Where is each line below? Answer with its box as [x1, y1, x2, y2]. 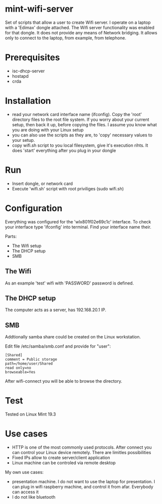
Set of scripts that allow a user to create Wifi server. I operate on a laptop [5, 19, 151, 25]
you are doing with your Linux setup [12, 127, 84, 133]
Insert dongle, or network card [12, 181, 73, 186]
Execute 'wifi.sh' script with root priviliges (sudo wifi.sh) [12, 185, 124, 191]
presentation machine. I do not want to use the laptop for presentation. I [12, 479, 156, 484]
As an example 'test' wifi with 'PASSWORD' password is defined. [5, 280, 134, 286]
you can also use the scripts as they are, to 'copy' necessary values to [12, 132, 152, 138]
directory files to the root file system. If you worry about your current [12, 117, 149, 122]
